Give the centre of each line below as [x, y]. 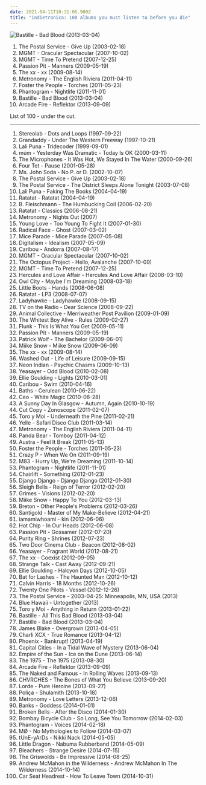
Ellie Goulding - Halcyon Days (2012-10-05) [73, 570]
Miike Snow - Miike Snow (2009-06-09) [68, 345]
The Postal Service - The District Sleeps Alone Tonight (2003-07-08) [104, 184]
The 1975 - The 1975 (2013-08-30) [61, 660]
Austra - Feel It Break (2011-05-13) [61, 441]
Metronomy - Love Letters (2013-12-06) [68, 699]
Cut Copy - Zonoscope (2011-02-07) [64, 409]
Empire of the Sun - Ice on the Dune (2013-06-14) [80, 654]
